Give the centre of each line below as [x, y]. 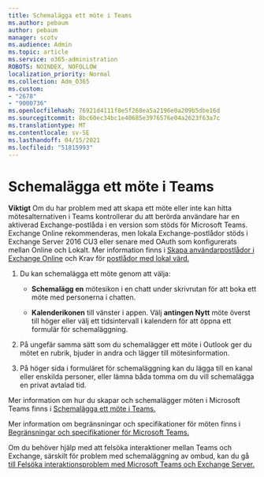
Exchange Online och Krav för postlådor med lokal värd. [99, 259]
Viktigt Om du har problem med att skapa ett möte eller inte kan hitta [120, 208]
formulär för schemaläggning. [80, 330]
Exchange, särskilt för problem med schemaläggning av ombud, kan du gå [129, 456]
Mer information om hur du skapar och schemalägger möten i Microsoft [124, 401]
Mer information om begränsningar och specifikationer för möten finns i [125, 424]
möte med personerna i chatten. [84, 297]
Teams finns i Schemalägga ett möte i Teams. [82, 409]
